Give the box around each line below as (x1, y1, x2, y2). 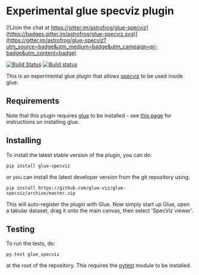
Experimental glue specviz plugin (6, 4, 174, 18)
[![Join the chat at (6, 24, 50, 31)
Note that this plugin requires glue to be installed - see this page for (6, 112, 172, 119)
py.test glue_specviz (6, 252, 60, 258)
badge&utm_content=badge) (6, 49, 77, 56)
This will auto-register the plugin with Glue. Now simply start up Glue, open (6, 200, 190, 208)
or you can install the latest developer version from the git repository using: (6, 173, 190, 180)
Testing (6, 224, 35, 234)
